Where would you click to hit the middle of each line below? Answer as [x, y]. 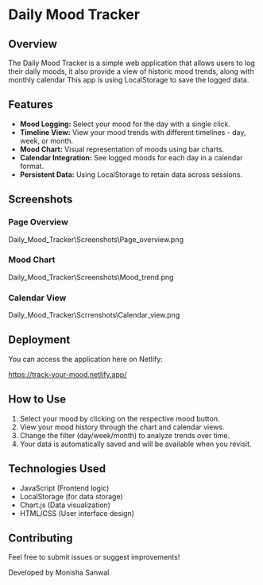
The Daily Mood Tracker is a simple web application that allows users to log [132, 63]
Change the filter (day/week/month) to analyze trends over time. [125, 435]
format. [32, 166]
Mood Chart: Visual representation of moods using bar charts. [122, 149]
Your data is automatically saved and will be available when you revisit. [135, 444]
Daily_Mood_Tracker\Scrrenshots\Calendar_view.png [94, 315]
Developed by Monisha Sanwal [59, 572]
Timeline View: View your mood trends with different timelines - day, [133, 132]
